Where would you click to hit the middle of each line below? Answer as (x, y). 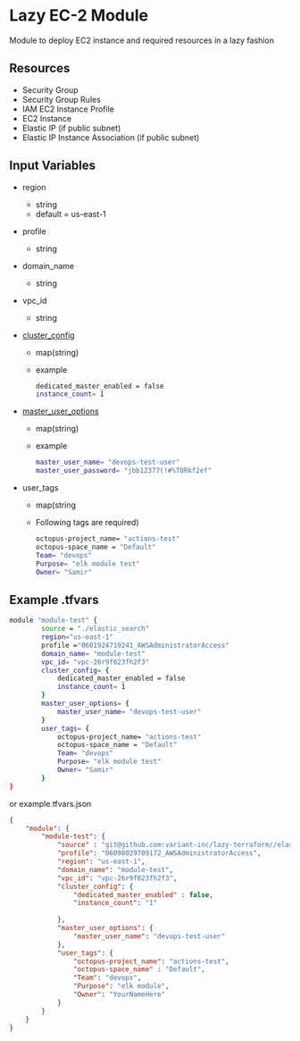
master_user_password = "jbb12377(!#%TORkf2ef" (124, 471)
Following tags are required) (87, 523)
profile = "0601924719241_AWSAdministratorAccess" (135, 645)
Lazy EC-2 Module (79, 16)
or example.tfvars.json (50, 803)
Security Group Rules (61, 99)
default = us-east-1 (71, 214)
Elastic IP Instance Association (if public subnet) (111, 137)
